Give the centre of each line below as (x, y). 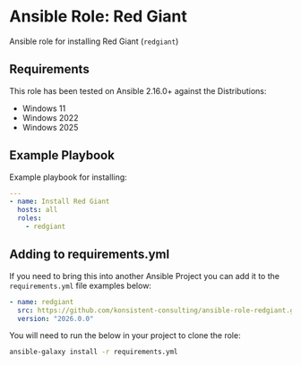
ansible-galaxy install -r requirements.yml (94, 352)
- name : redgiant (42, 301)
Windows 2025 (50, 127)
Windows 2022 (50, 117)
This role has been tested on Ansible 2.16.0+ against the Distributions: (138, 90)
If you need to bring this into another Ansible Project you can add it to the (145, 276)
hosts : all (38, 210)
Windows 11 (44, 108)
